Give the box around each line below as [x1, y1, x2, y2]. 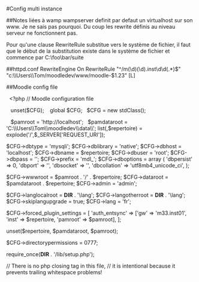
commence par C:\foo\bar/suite [6, 54, 84, 61]
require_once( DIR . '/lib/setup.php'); [6, 251, 95, 257]
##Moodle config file [6, 83, 58, 91]
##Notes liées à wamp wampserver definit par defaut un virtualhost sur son [6, 17, 193, 23]
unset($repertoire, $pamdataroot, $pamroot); [6, 227, 119, 235]
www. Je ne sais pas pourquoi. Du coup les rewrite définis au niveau [6, 23, 176, 30]
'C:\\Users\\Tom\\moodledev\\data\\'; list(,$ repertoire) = [6, 125, 143, 131]
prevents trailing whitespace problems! [6, 269, 102, 275]
